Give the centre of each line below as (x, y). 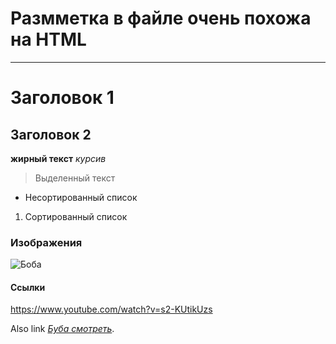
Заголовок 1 (62, 98)
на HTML (48, 39)
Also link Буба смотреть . (62, 329)
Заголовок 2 (51, 134)
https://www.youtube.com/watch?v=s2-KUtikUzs (111, 309)
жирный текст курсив (58, 158)
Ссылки (28, 287)
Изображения (46, 242)
